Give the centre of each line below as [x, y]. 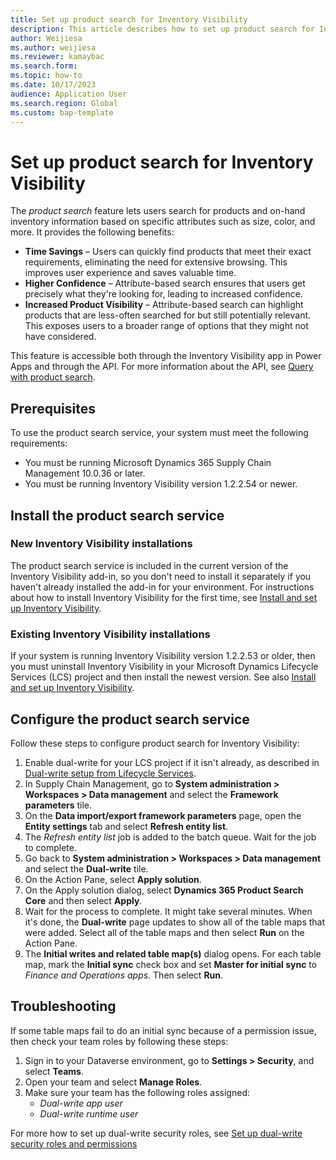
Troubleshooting [63, 1006]
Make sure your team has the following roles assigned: [137, 1092]
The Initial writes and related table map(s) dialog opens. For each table [173, 953]
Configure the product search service [130, 719]
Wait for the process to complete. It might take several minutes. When [168, 911]
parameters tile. [58, 805]
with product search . [53, 377]
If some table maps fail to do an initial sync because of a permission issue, [163, 1030]
